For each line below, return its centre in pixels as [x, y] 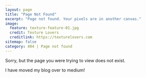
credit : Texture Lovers [34, 33]
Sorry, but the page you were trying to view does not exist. [65, 60]
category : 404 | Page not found [39, 46]
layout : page [19, 10]
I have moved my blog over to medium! [45, 70]
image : [12, 23]
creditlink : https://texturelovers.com [51, 38]
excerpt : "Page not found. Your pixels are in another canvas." [73, 19]
